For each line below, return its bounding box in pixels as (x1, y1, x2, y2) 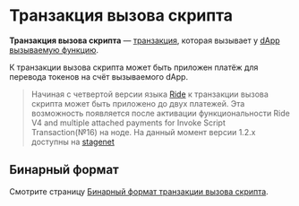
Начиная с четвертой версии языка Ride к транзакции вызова (30, 89, 269, 99)
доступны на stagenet (30, 136, 115, 147)
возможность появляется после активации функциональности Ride (30, 107, 291, 118)
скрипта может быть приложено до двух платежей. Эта (30, 98, 245, 108)
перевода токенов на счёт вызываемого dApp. (9, 71, 189, 82)
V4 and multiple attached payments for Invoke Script (30, 117, 226, 128)
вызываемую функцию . (9, 44, 99, 55)
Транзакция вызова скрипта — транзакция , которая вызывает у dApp (9, 35, 280, 46)
